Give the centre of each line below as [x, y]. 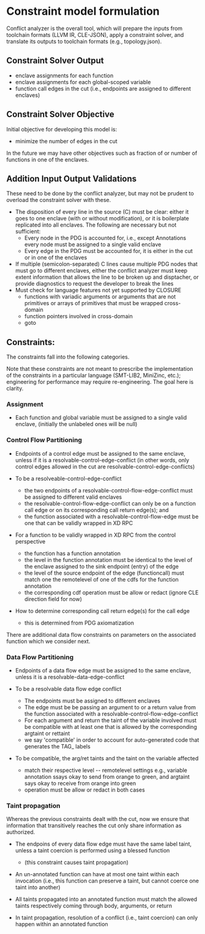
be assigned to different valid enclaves [73, 497]
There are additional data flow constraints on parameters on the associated [101, 634]
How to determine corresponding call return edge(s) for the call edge [102, 611]
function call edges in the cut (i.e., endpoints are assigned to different [103, 88]
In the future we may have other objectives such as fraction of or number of [102, 153]
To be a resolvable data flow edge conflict [68, 689]
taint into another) [38, 887]
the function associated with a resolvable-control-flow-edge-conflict [111, 714]
